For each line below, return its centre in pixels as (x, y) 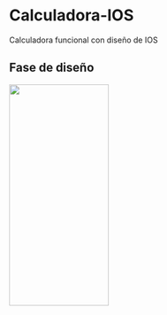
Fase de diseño (52, 68)
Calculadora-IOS (72, 15)
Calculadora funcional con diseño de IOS (83, 40)
